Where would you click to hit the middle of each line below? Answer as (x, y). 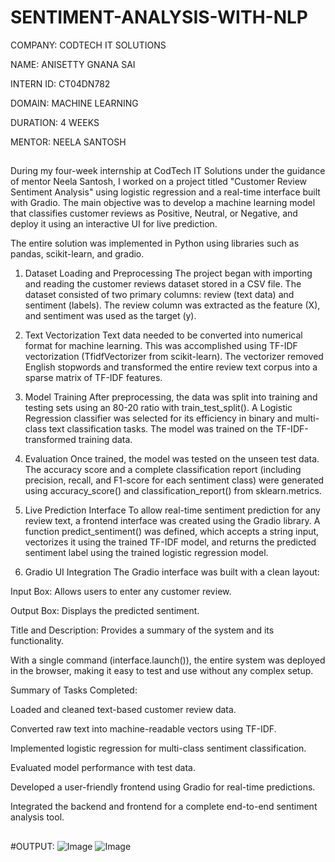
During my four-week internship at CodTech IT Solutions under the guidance (168, 171)
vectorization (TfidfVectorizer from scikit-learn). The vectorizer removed (174, 357)
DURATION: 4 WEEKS (55, 122)
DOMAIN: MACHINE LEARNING (74, 103)
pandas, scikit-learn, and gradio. (77, 254)
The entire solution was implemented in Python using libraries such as (155, 243)
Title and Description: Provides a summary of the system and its (142, 630)
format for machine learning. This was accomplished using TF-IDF (161, 346)
